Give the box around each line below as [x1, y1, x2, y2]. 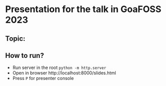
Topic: [5, 34, 26, 43]
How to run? [5, 51, 44, 60]
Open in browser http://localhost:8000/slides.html [12, 70, 117, 76]
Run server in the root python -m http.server [12, 64, 107, 71]
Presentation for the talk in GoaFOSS [5, 4, 162, 15]
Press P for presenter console [12, 75, 74, 81]
